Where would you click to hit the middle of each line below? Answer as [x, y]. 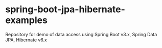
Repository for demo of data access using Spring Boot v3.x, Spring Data [81, 34]
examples [26, 20]
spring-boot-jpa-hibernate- [65, 9]
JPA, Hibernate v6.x [26, 40]
